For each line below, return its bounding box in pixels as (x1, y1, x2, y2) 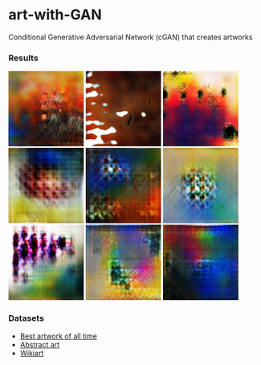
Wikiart (19, 348, 44, 358)
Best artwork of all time (19, 331, 98, 341)
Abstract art (19, 339, 60, 349)
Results (8, 52, 39, 64)
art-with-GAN (8, 6, 102, 24)
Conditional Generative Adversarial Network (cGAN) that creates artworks (8, 32, 253, 42)
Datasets (8, 313, 44, 324)
